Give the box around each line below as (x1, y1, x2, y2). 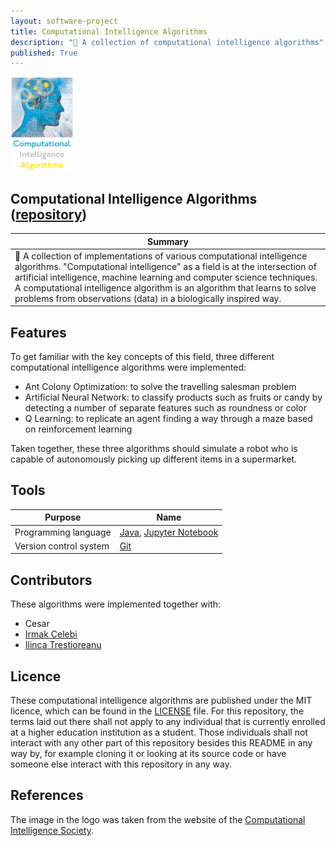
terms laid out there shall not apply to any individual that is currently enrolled (10, 716, 326, 727)
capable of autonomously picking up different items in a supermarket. (10, 453, 298, 465)
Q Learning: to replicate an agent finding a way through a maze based (24, 413, 313, 425)
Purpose (44, 511, 82, 524)
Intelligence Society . (10, 824, 95, 836)
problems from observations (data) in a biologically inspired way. (14, 292, 282, 304)
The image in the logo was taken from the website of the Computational (10, 813, 306, 825)
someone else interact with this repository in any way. (10, 758, 232, 770)
